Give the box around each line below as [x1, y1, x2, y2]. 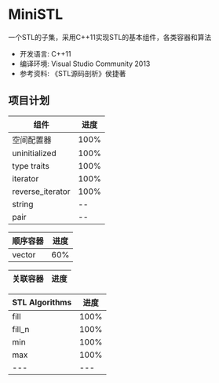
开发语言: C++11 [19, 49, 71, 58]
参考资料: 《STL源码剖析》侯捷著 [19, 68, 126, 78]
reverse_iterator [12, 186, 71, 197]
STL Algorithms [12, 297, 72, 308]
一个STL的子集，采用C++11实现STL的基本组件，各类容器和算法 [8, 32, 212, 42]
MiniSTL [8, 5, 64, 24]
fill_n [12, 323, 30, 334]
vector [12, 249, 36, 260]
